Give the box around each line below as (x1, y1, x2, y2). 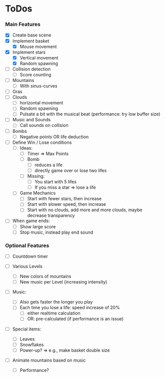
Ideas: (19, 145, 33, 151)
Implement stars (12, 49, 46, 55)
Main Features (5, 21, 41, 28)
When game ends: (12, 218, 50, 224)
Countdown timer (12, 253, 48, 259)
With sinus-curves (19, 83, 58, 89)
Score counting (19, 71, 51, 77)
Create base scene (12, 32, 51, 38)
